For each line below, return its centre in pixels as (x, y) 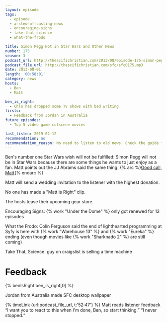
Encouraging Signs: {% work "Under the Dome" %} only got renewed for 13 (83, 211)
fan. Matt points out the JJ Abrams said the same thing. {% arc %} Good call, (83, 167)
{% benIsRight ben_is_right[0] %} (40, 286)
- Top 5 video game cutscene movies (47, 125)
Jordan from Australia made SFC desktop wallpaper (58, 295)
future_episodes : (23, 120)
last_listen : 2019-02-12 (31, 134)
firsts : (13, 111)
